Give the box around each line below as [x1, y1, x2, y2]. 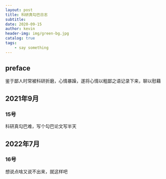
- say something [14, 45, 49, 50]
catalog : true [5, 36, 36, 41]
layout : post [5, 7, 33, 13]
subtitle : [5, 17, 26, 22]
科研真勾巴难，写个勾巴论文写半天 [5, 123, 77, 129]
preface [5, 64, 30, 73]
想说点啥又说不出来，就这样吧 [5, 168, 68, 174]
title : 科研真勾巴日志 [5, 12, 48, 17]
